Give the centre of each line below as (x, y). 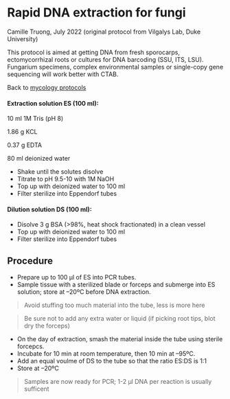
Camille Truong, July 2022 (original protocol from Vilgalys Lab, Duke (104, 32)
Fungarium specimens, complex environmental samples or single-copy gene (115, 67)
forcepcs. (31, 346)
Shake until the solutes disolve (60, 172)
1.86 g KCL (22, 132)
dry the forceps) (47, 326)
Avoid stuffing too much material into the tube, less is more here (114, 305)
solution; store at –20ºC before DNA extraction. (84, 292)
